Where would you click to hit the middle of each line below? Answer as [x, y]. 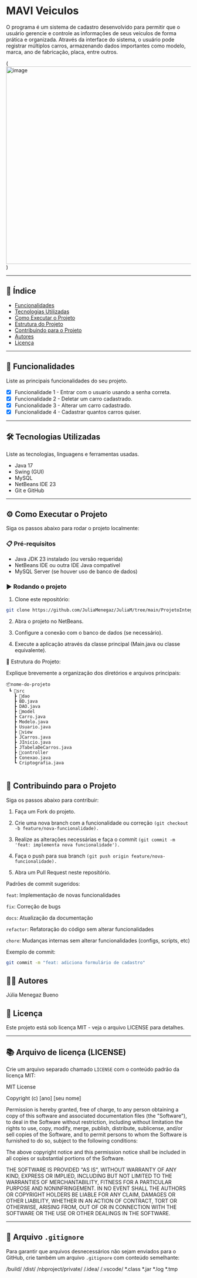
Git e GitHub [29, 490]
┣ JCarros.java [32, 737]
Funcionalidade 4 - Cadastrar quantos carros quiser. [78, 412]
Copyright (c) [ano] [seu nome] [44, 1099]
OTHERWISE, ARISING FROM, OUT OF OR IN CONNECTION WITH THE [91, 1207]
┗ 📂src [17, 691]
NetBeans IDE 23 [35, 484]
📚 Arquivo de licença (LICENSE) [66, 1052]
